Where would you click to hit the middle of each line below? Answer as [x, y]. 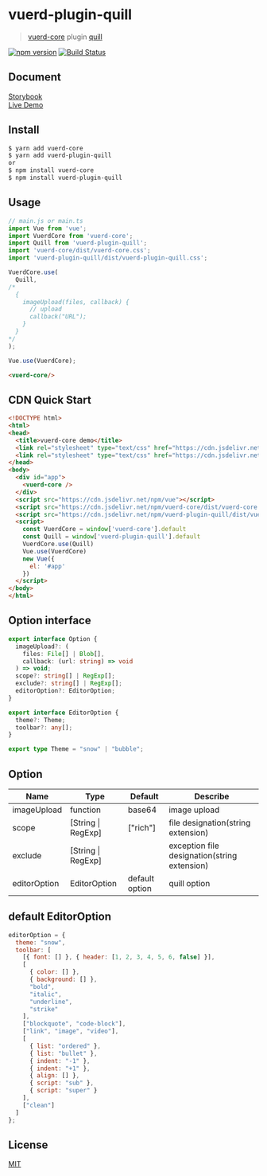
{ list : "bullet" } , [63, 1053]
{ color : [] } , [54, 972]
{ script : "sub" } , [61, 1083]
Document [35, 77]
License [28, 1145]
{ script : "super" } [63, 1091]
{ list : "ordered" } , [65, 1046]
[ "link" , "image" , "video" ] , [71, 1031]
